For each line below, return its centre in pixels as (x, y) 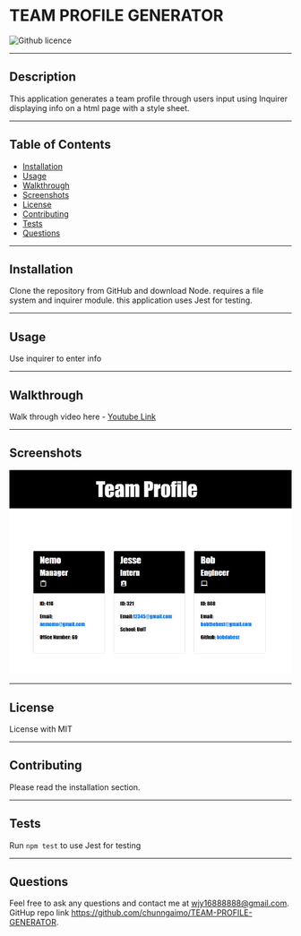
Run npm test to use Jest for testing (75, 845)
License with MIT (41, 729)
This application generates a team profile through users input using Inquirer (149, 99)
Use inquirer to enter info (56, 358)
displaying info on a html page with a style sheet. (99, 107)
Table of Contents (60, 145)
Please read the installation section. (75, 787)
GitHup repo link (39, 913)
